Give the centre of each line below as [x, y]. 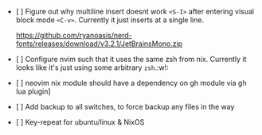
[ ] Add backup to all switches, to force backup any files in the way [125, 107]
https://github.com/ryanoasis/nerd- [74, 35]
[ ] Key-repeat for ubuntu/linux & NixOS [80, 122]
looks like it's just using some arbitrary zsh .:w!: [92, 67]
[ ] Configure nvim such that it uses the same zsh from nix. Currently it [131, 59]
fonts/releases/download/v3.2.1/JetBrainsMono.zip [99, 44]
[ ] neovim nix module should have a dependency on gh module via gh [131, 83]
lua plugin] [33, 91]
